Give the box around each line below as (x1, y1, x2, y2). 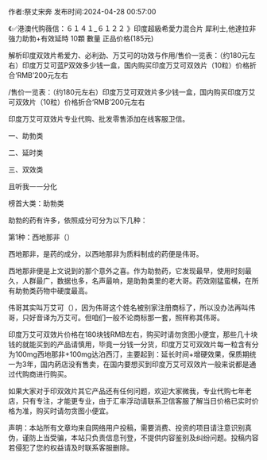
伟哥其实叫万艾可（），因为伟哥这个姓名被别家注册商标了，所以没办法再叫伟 (8, 303, 256, 312)
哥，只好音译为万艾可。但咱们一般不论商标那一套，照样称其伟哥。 (8, 313, 224, 322)
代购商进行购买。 (14, 369, 72, 379)
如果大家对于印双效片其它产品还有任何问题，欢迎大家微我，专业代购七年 (8, 386, 245, 396)
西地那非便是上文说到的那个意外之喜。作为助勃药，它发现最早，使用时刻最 (8, 266, 252, 276)
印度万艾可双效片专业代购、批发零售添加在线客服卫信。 (8, 114, 189, 123)
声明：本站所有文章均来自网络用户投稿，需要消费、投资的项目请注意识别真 (8, 423, 252, 432)
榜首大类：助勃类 (8, 199, 64, 208)
